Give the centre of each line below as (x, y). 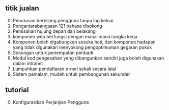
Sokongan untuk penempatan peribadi (53, 52)
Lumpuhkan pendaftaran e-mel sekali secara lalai (64, 69)
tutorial (17, 90)
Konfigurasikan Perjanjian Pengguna (51, 102)
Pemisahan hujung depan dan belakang (54, 31)
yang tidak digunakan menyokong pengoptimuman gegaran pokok (82, 47)
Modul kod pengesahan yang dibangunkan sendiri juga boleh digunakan (88, 58)
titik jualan (22, 8)
